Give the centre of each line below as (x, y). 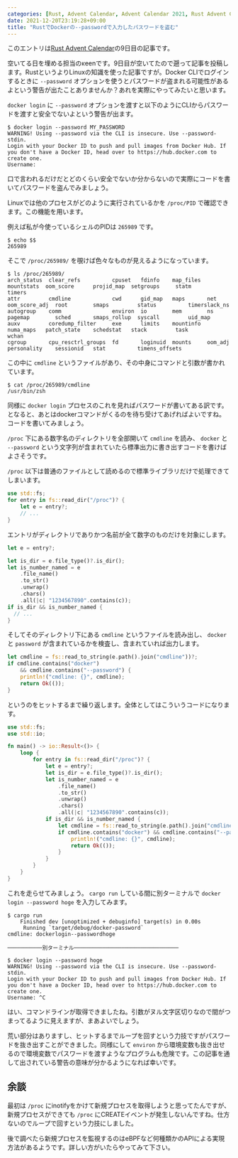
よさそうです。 (29, 456)
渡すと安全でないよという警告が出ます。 (78, 114)
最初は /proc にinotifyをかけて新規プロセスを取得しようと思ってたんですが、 (119, 1105)
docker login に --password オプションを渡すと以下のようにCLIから (106, 105)
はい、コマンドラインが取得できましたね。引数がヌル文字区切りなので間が (116, 1012)
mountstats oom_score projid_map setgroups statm (100, 286)
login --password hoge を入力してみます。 (69, 902)
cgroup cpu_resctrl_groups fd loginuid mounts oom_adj (119, 343)
